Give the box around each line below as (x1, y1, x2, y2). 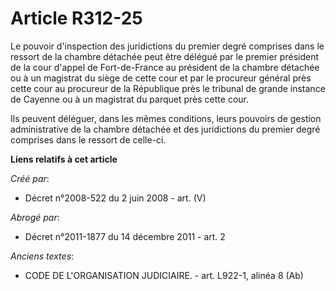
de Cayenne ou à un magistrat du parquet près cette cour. (10, 93, 249, 105)
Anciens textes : (10, 250, 75, 262)
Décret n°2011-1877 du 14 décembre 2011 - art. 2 (24, 230, 226, 242)
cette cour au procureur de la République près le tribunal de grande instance (10, 82, 326, 94)
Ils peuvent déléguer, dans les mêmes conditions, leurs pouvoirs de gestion (10, 112, 322, 124)
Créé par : (10, 172, 50, 184)
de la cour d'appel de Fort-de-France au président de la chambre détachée (10, 61, 320, 73)
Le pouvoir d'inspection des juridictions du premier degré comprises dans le (10, 40, 325, 52)
